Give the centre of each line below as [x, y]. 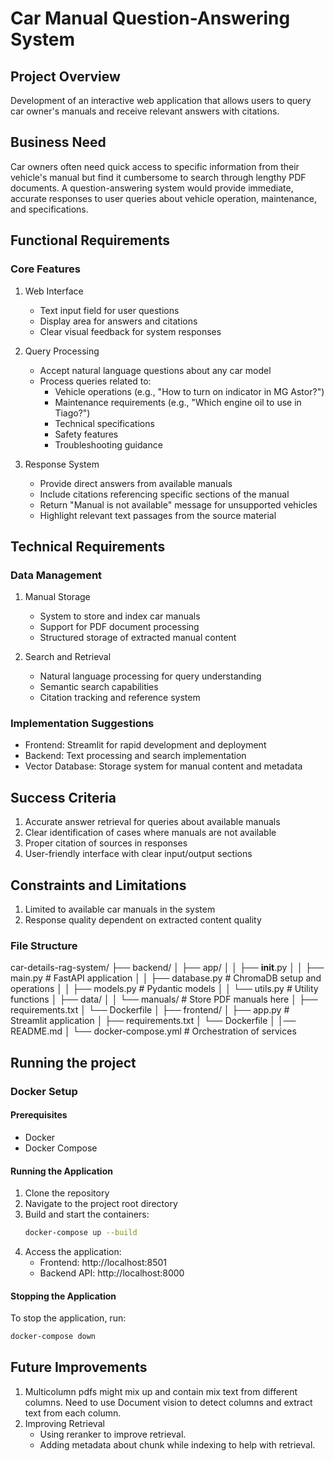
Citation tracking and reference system [120, 698]
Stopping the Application [63, 1296]
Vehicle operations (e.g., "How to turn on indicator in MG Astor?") [189, 391]
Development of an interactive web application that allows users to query [161, 100]
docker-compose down [53, 1337]
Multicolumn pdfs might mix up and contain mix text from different [161, 1391]
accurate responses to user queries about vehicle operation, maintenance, [164, 198]
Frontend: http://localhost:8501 [103, 1262]
